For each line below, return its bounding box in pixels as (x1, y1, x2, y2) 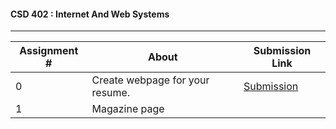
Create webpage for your (91, 73, 210, 87)
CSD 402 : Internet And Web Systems (10, 8, 170, 20)
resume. (91, 86, 131, 100)
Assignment (19, 44, 79, 58)
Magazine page (91, 102, 165, 116)
